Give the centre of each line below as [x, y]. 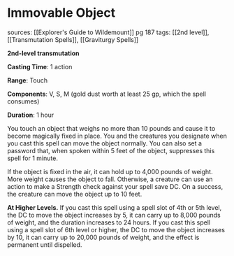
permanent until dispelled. [45, 244]
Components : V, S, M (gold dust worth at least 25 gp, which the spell [107, 94]
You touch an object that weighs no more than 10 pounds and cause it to [111, 128]
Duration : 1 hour [31, 115]
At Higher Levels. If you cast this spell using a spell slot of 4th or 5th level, [115, 207]
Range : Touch [28, 80]
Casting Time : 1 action [40, 66]
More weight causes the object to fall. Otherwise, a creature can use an [110, 179]
